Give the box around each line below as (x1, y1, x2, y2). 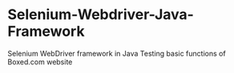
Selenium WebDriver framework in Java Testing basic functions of (7, 48, 226, 58)
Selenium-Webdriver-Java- (7, 6, 194, 24)
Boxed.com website (7, 57, 73, 67)
